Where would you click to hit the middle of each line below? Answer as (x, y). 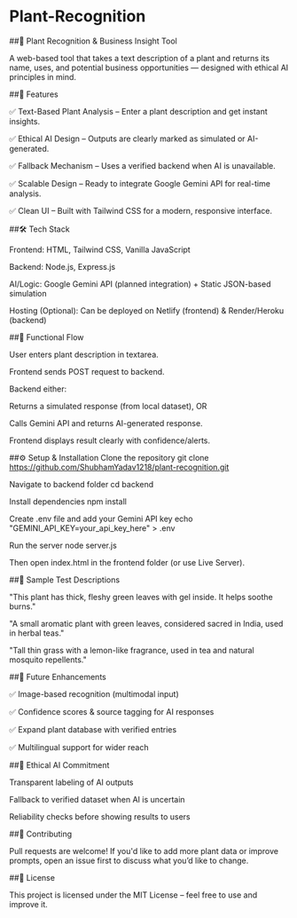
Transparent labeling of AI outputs (71, 782)
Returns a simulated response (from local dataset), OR (108, 406)
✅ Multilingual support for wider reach (79, 747)
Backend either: (38, 389)
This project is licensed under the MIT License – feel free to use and (133, 895)
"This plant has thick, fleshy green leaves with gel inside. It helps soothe (141, 597)
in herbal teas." (37, 633)
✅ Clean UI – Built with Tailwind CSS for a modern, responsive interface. (141, 210)
